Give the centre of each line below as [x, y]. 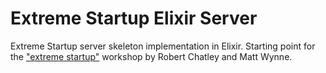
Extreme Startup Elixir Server [134, 18]
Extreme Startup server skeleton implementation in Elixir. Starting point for [163, 46]
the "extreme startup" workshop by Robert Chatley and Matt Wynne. [151, 56]
